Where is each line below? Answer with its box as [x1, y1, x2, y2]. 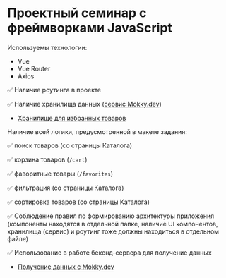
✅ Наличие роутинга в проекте [7, 85, 102, 94]
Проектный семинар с [7, 5, 147, 21]
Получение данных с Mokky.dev [17, 262, 114, 271]
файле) [7, 234, 29, 243]
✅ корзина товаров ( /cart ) [7, 155, 88, 164]
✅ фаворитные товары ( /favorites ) [7, 169, 114, 178]
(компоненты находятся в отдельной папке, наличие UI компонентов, [7, 219, 218, 228]
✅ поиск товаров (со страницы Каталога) [7, 141, 133, 150]
